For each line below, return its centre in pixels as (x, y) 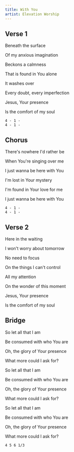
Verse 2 (17, 227)
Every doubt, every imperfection (37, 93)
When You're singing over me (35, 161)
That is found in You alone (31, 74)
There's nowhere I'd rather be (35, 152)
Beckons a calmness (26, 64)
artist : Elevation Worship (32, 14)
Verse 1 (16, 34)
